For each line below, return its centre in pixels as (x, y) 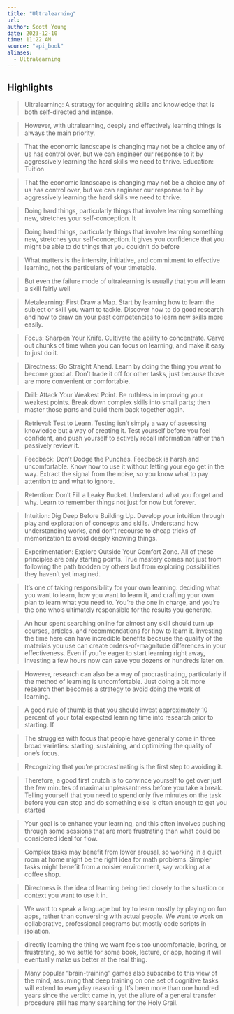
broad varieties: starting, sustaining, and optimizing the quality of (118, 745)
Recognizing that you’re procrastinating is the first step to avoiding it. (124, 766)
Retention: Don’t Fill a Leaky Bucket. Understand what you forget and (124, 494)
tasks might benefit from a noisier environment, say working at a (117, 866)
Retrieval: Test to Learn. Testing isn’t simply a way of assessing (115, 423)
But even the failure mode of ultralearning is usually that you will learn (125, 281)
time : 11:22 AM (29, 40)
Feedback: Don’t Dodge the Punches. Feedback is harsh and (111, 459)
